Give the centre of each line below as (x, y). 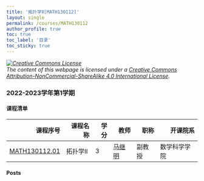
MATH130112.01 (35, 151)
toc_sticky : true (28, 46)
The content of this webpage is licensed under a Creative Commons (92, 69)
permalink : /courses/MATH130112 (47, 23)
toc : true (19, 35)
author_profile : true (34, 29)
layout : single (25, 18)
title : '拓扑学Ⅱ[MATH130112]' (43, 12)
